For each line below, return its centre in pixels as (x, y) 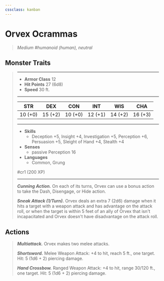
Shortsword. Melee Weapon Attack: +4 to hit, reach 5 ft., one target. (86, 254)
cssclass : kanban (23, 10)
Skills (30, 131)
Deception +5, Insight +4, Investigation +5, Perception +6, (90, 137)
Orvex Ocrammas (41, 34)
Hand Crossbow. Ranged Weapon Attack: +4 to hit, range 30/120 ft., (86, 268)
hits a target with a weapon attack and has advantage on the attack (85, 206)
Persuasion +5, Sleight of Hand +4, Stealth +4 (78, 142)
